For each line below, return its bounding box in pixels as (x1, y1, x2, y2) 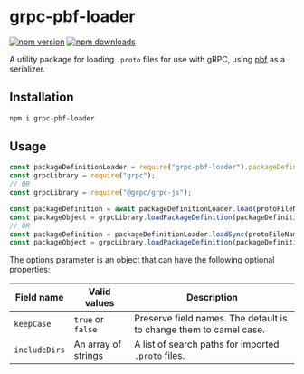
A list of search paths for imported (134, 338, 280, 350)
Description (186, 292, 238, 304)
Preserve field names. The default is (134, 312, 288, 325)
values (84, 297, 115, 310)
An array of (73, 338, 122, 350)
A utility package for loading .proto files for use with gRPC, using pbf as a (9, 53, 286, 64)
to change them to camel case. (134, 323, 265, 336)
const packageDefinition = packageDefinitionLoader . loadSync (9, 229, 245, 239)
